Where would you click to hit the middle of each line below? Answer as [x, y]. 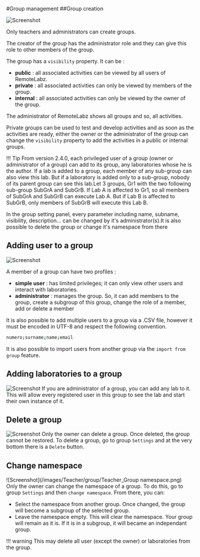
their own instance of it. [35, 401]
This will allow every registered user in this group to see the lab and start [96, 395]
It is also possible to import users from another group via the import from [96, 349]
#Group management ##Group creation [55, 9]
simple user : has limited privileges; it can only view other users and [99, 283]
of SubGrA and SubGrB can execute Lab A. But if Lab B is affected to [90, 196]
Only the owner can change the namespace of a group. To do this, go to [95, 487]
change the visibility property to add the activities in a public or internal [97, 140]
